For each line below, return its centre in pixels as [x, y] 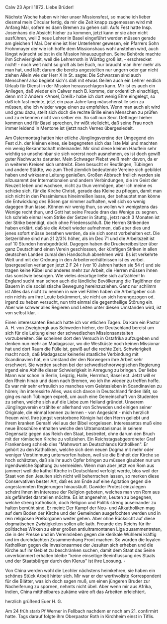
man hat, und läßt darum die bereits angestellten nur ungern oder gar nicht [82, 70]
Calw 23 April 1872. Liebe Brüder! [40, 7]
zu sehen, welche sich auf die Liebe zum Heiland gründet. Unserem [75, 402]
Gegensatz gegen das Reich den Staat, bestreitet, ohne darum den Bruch [80, 434]
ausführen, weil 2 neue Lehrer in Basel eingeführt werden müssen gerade [81, 38]
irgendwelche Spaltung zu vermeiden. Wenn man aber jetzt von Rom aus [80, 465]
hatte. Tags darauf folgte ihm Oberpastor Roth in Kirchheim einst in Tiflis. [80, 616]
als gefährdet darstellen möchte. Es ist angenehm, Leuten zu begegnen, [79, 497]
